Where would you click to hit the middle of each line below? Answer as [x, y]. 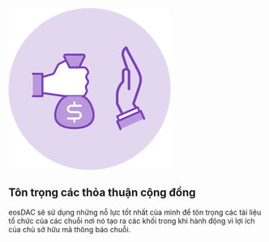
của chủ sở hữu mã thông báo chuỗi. [70, 229]
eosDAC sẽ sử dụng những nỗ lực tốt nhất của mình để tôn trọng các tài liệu [135, 212]
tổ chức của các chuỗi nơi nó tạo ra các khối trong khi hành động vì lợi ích [132, 221]
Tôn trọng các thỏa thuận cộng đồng [102, 193]
